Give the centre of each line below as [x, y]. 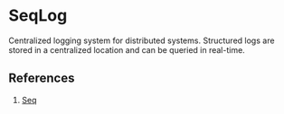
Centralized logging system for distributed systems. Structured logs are [142, 40]
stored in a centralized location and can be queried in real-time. [127, 49]
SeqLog [38, 16]
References [42, 79]
